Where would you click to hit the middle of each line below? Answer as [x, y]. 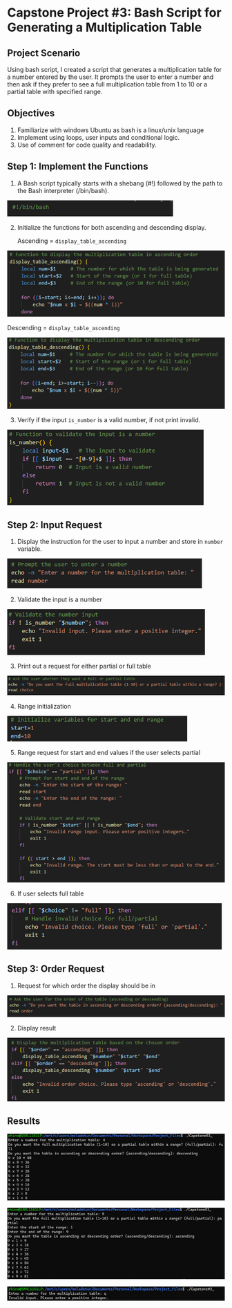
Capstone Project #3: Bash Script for [115, 13]
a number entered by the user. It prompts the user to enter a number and [110, 77]
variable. [30, 549]
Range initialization [44, 707]
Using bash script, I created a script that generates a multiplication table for [115, 70]
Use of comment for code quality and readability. [87, 145]
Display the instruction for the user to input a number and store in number [120, 542]
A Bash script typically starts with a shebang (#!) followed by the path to [120, 183]
